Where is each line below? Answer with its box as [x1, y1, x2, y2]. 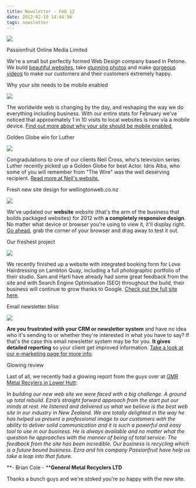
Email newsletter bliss [6, 303, 59, 310]
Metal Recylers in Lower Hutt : [6, 379, 78, 386]
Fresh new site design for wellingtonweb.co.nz [6, 186, 119, 193]
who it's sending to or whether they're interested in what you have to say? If [6, 332, 189, 339]
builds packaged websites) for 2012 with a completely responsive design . [6, 215, 186, 222]
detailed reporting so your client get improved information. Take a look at [6, 344, 184, 351]
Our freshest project [6, 238, 55, 246]
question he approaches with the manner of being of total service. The [6, 434, 177, 441]
